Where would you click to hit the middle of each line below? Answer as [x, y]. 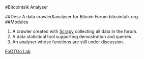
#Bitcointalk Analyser [27, 7]
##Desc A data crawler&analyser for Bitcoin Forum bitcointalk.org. [72, 16]
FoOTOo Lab [18, 51]
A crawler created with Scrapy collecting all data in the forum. [75, 31]
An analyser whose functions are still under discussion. [68, 42]
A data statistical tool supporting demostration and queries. [72, 37]
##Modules [17, 22]
